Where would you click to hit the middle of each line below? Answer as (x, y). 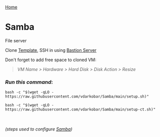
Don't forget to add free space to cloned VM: (51, 60)
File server (16, 40)
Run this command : (29, 82)
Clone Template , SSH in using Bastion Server (51, 50)
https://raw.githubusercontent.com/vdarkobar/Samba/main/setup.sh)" (77, 97)
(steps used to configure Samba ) (39, 129)
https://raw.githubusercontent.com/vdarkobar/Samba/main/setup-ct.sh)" (80, 110)
